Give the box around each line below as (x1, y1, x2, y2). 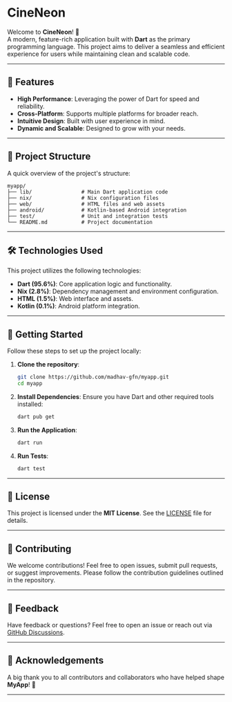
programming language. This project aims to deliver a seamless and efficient (7, 42, 225, 50)
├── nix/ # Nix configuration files (7, 194, 159, 201)
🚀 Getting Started (7, 329, 84, 340)
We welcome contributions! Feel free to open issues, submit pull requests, (7, 562, 217, 570)
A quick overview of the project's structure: (7, 169, 131, 177)
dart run (17, 439, 43, 446)
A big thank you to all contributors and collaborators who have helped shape (7, 673, 224, 681)
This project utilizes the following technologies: (7, 266, 142, 275)
